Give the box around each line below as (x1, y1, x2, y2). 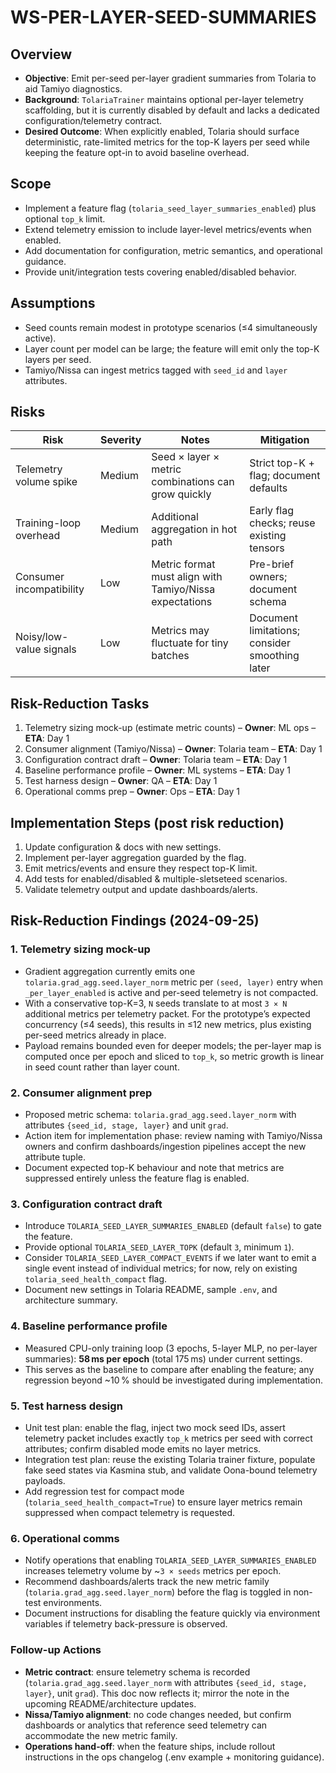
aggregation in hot (151, 522, 238, 536)
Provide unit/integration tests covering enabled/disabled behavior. (24, 266, 297, 278)
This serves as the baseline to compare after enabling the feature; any (24, 1363, 315, 1375)
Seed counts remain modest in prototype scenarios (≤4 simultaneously (24, 321, 318, 333)
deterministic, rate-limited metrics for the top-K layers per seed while (24, 136, 310, 148)
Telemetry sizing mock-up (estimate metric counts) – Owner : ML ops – (24, 722, 317, 734)
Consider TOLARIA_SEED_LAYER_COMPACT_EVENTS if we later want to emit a (24, 1252, 317, 1264)
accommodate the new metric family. (24, 1729, 178, 1741)
